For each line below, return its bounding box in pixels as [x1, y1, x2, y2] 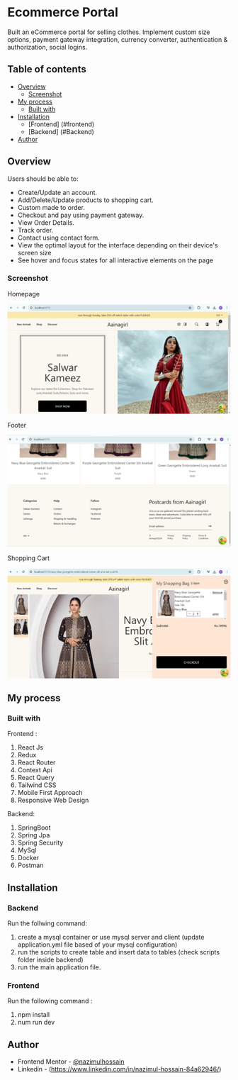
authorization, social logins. [7, 43, 88, 51]
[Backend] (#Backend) [28, 127, 94, 135]
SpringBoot [17, 823, 51, 832]
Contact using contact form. [17, 233, 101, 242]
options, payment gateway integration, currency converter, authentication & [7, 35, 228, 43]
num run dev [17, 1018, 55, 1027]
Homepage [7, 289, 40, 298]
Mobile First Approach [17, 789, 83, 797]
